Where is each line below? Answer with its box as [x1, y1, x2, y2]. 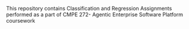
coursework [6, 17, 36, 24]
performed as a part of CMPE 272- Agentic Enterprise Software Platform [6, 11, 184, 18]
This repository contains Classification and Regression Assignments [6, 5, 172, 12]
